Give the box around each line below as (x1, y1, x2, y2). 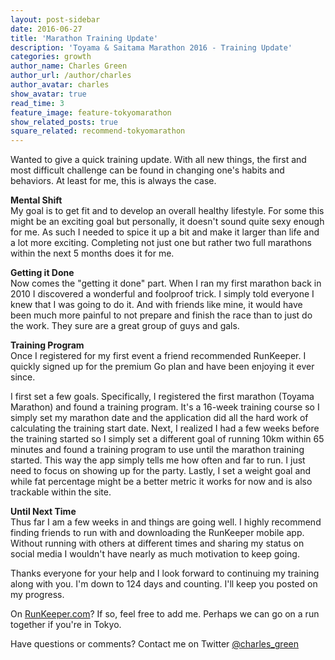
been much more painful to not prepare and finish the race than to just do (10, 309, 313, 321)
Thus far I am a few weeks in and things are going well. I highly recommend (10, 516, 322, 528)
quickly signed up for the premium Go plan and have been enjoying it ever (10, 361, 315, 373)
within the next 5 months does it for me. (10, 247, 175, 260)
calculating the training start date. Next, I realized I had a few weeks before (10, 422, 320, 435)
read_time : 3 (10, 98, 65, 108)
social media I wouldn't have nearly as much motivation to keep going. (10, 548, 300, 560)
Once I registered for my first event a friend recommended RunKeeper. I (10, 350, 307, 362)
